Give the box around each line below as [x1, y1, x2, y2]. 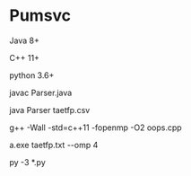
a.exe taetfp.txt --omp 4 [9, 139, 99, 150]
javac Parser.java [9, 87, 73, 98]
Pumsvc [9, 5, 72, 26]
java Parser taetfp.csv [9, 104, 91, 115]
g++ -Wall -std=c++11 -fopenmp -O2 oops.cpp [9, 122, 182, 133]
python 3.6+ [9, 69, 55, 81]
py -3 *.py [9, 156, 47, 167]
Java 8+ [9, 35, 40, 46]
